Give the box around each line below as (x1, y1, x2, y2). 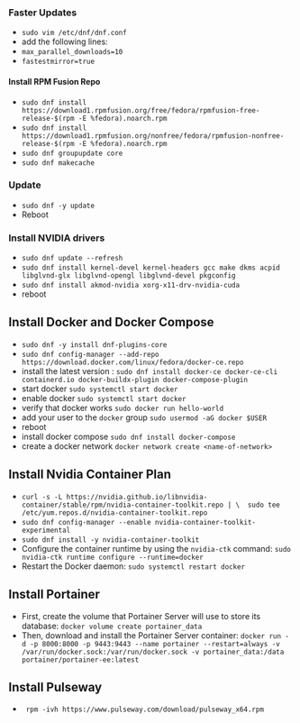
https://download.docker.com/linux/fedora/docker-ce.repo (21, 358, 244, 367)
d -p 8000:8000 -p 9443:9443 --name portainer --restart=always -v (21, 639, 280, 648)
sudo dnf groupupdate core (21, 149, 123, 158)
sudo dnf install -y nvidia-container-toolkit (21, 535, 200, 545)
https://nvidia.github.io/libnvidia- (66, 492, 208, 501)
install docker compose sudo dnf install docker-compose (21, 431, 236, 442)
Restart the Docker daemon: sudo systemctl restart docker (21, 561, 245, 572)
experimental (21, 526, 71, 535)
